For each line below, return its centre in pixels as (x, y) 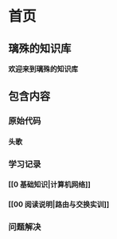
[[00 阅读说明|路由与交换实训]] (59, 205)
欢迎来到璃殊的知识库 (43, 69)
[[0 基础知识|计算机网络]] (50, 185)
